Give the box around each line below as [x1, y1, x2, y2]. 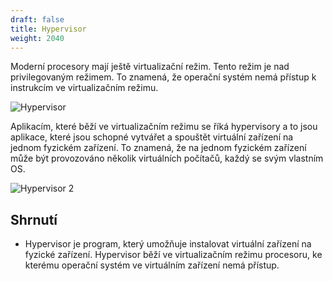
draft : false [10, 14, 65, 25]
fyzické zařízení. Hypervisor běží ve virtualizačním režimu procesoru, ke [24, 249, 323, 261]
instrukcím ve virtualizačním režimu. [10, 82, 159, 94]
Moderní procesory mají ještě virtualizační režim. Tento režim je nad [10, 61, 290, 73]
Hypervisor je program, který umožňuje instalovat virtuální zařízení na [24, 238, 312, 250]
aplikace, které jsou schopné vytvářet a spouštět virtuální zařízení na [10, 131, 294, 143]
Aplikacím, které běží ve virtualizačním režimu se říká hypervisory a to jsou [10, 121, 318, 133]
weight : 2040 [10, 33, 65, 43]
